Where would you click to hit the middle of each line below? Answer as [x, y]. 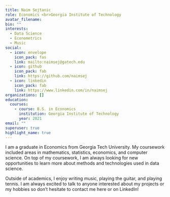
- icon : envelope [28, 52]
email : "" [16, 123]
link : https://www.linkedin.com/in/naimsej [61, 90]
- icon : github [26, 67]
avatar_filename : [24, 19]
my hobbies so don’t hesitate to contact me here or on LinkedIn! [72, 189]
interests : [17, 29]
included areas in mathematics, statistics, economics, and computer [77, 152]
